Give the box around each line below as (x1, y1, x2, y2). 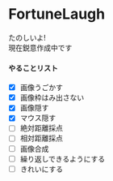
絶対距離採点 (19, 123, 63, 133)
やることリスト (8, 62, 58, 73)
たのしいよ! (8, 32, 46, 42)
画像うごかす (19, 83, 63, 93)
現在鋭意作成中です (8, 42, 73, 53)
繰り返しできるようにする (19, 153, 106, 163)
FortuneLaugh (8, 5, 106, 24)
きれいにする (19, 164, 63, 174)
